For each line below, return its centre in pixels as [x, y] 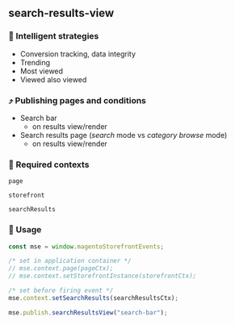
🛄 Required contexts [49, 165]
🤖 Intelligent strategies [54, 36]
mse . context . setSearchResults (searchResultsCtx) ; [94, 298]
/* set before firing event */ [61, 291]
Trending [35, 62]
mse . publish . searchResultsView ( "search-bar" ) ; [88, 312]
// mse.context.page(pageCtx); [61, 269]
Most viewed [41, 71]
